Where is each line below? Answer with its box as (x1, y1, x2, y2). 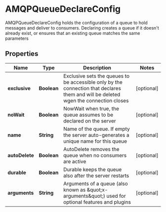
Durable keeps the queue (63, 166, 122, 173)
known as (63, 186, 86, 193)
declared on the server (63, 117, 116, 124)
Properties (5, 50, 39, 58)
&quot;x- (86, 186, 108, 193)
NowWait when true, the (63, 105, 120, 112)
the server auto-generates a (63, 131, 129, 138)
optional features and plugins (63, 198, 131, 205)
